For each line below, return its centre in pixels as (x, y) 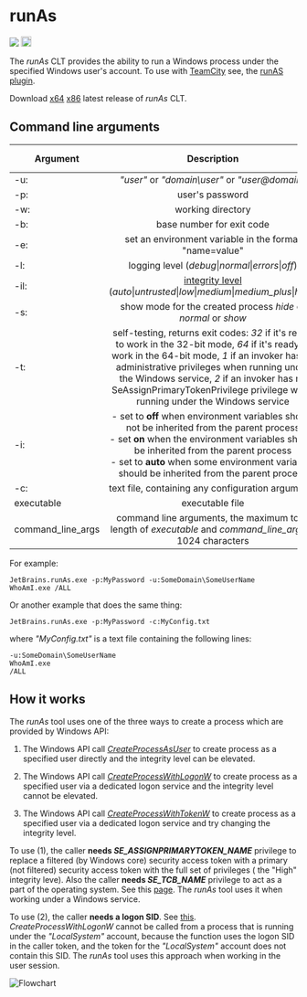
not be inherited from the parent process (212, 428)
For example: (34, 563)
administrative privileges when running (199, 366)
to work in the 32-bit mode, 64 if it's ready (207, 344)
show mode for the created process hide (207, 306)
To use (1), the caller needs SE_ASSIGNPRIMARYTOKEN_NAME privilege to (153, 850)
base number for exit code (213, 224)
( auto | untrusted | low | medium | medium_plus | (201, 292)
